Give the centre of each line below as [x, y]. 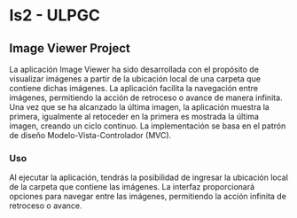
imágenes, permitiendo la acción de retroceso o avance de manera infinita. [146, 97]
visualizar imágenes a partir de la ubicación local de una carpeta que [135, 79]
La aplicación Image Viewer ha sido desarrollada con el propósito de [134, 69]
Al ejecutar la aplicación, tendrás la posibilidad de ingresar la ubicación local [148, 177]
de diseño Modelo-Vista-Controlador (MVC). [90, 135]
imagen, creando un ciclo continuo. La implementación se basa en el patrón [148, 126]
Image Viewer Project [70, 48]
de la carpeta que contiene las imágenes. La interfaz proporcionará [132, 187]
